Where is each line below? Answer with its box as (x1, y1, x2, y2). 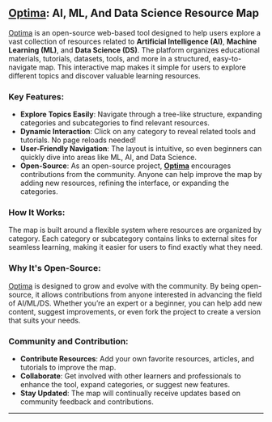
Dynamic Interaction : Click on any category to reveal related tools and (19, 127, 257, 137)
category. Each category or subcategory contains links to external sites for (8, 234, 257, 243)
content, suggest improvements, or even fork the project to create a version (8, 306, 261, 316)
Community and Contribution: (8, 335, 129, 347)
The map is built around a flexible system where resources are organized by (8, 226, 261, 235)
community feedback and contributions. (19, 397, 154, 407)
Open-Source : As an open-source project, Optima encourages (19, 161, 232, 171)
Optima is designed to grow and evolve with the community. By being (8, 281, 240, 290)
